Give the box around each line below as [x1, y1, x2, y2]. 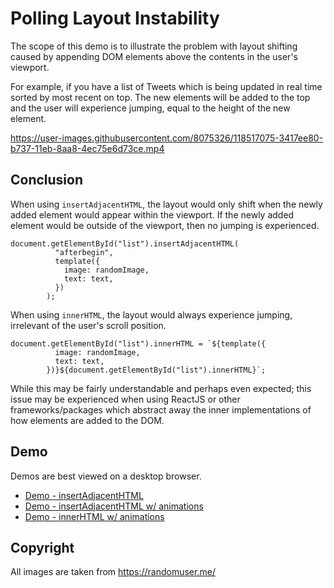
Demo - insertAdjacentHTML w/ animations [24, 500, 204, 512]
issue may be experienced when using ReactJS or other [10, 393, 241, 405]
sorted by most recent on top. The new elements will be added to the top [10, 91, 311, 103]
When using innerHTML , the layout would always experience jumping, [10, 308, 293, 321]
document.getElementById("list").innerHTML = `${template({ [10, 338, 267, 349]
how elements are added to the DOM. [10, 414, 165, 426]
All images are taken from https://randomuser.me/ [10, 566, 216, 578]
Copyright [10, 539, 75, 556]
